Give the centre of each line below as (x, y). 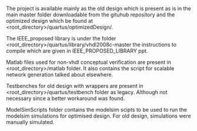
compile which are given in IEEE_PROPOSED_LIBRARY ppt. (77, 51)
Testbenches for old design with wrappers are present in (75, 86)
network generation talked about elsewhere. (60, 75)
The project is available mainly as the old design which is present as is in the (98, 8)
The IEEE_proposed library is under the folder (61, 38)
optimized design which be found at (49, 21)
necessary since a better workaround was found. (66, 98)
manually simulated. (30, 122)
